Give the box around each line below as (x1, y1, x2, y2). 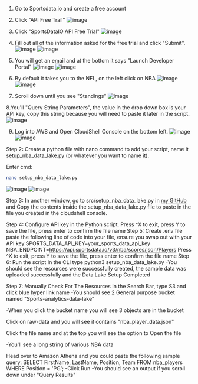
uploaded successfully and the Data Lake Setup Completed (6, 271, 150, 278)
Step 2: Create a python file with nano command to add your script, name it (6, 146, 189, 152)
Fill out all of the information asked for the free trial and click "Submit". (14, 40, 186, 46)
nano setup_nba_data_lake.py (6, 175, 78, 181)
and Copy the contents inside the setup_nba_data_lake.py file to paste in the (6, 203, 192, 210)
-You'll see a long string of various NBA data (6, 341, 114, 348)
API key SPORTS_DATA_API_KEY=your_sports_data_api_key (6, 239, 150, 247)
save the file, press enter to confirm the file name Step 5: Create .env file (6, 227, 183, 234)
